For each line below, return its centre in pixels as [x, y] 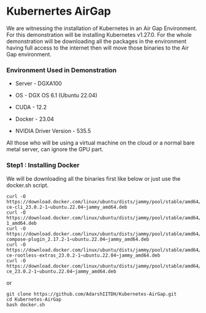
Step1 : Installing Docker [43, 165]
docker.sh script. [28, 185]
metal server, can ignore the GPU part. [55, 149]
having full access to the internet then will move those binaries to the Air [97, 48]
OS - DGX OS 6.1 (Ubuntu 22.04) [56, 96]
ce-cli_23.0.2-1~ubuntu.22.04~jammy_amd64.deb [67, 207]
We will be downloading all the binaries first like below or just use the [93, 178]
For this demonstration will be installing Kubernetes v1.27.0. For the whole [99, 34]
